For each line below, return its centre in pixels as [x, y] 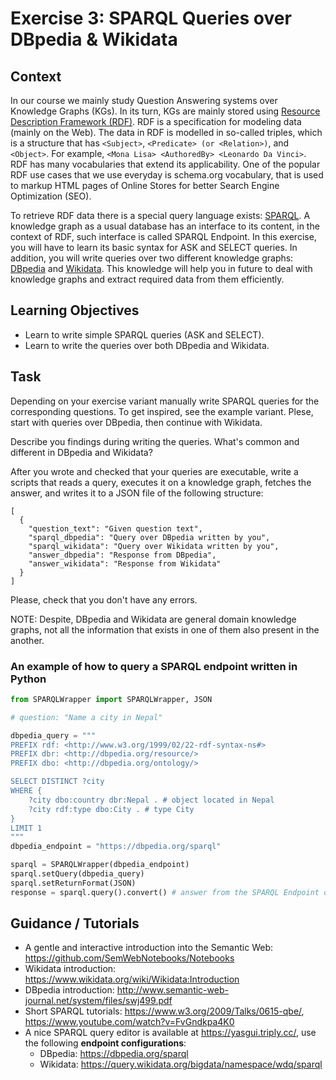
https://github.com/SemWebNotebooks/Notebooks [129, 958]
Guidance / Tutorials [75, 923]
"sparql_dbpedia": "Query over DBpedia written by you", [149, 537]
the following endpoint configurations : [105, 1043]
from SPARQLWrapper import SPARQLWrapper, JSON [111, 699]
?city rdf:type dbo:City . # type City [111, 809]
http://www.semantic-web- [172, 990]
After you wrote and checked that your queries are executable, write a [154, 471]
